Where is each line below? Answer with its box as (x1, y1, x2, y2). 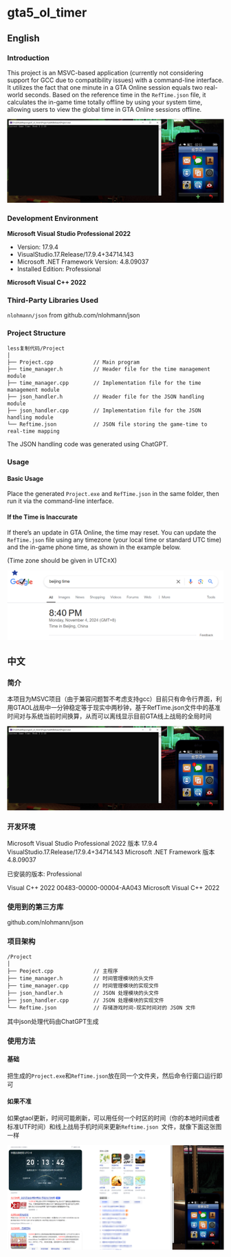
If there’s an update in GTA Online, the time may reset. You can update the (7, 528, 217, 536)
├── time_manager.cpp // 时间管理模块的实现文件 (7, 982, 159, 989)
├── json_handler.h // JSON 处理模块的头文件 (7, 990, 159, 997)
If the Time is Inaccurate (7, 513, 78, 521)
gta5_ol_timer (7, 5, 87, 21)
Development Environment (7, 214, 98, 224)
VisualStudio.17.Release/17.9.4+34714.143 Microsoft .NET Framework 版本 (7, 847, 215, 856)
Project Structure (7, 328, 66, 337)
